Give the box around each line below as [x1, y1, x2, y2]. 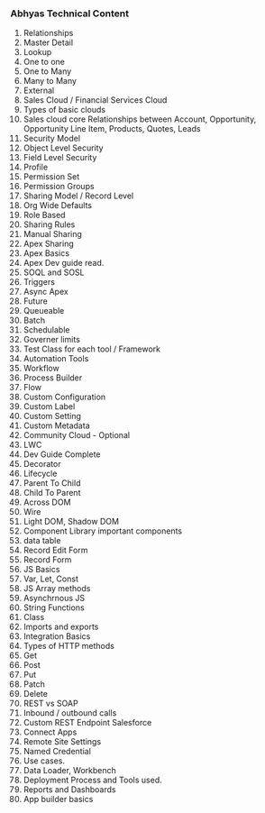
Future [23, 296, 48, 306]
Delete [23, 689, 49, 699]
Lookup [23, 47, 52, 58]
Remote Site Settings [23, 736, 102, 747]
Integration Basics [23, 631, 91, 642]
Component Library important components [23, 525, 183, 536]
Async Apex [23, 287, 69, 297]
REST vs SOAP [23, 698, 79, 709]
